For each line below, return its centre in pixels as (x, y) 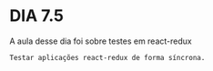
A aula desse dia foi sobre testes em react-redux (101, 41)
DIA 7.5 (36, 16)
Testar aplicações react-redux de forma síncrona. (107, 57)
